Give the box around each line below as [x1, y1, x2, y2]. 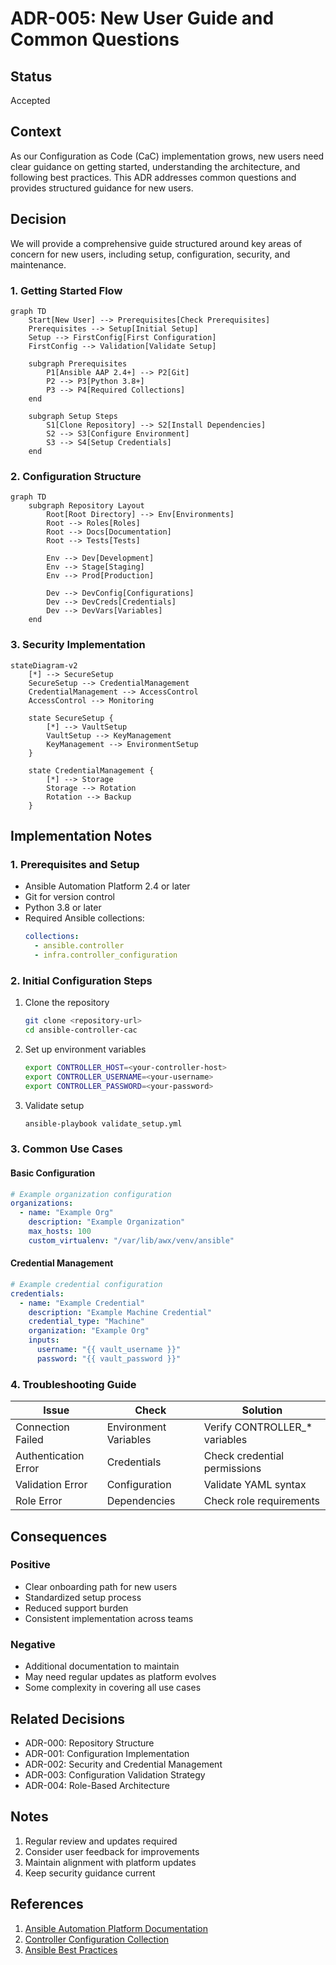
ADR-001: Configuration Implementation [24, 1747, 190, 1759]
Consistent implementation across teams [24, 1612, 194, 1624]
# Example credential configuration [10, 1279, 163, 1289]
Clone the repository [24, 997, 110, 1009]
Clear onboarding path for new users [24, 1580, 178, 1592]
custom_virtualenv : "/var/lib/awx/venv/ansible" [28, 1235, 235, 1246]
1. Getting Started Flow [10, 283, 123, 297]
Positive [10, 1558, 51, 1572]
